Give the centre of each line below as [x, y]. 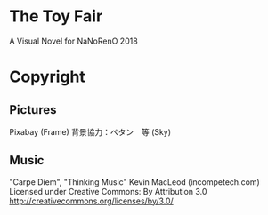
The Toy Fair [56, 16]
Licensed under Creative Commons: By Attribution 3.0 [108, 191]
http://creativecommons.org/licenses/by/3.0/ [91, 201]
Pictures [33, 110]
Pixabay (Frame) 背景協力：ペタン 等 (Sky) [90, 131]
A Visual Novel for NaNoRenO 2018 [73, 41]
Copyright [48, 77]
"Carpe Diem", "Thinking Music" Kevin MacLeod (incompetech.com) [134, 182]
